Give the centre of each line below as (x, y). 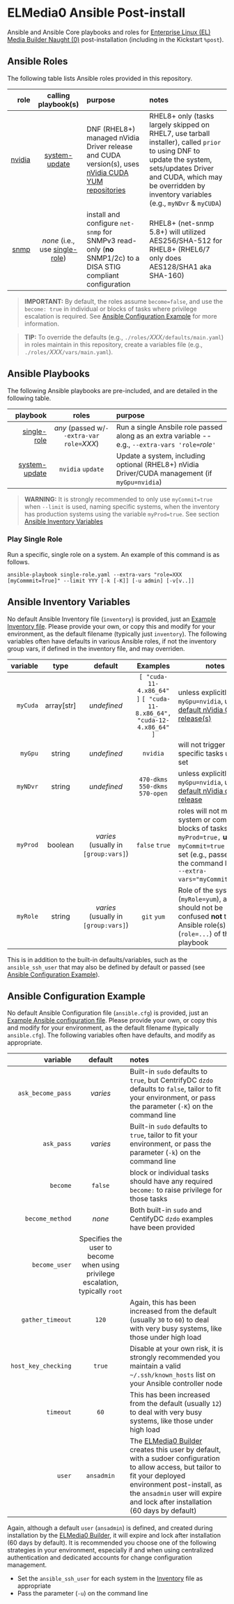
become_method (48, 1219)
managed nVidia (113, 137)
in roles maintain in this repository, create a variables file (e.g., (114, 344)
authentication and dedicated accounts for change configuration (100, 1558)
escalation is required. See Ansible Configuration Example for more (120, 316)
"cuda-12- (153, 720)
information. (41, 323)
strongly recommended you (175, 1357)
